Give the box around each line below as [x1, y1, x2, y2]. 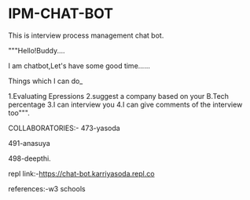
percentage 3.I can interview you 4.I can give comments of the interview [8, 100, 243, 109]
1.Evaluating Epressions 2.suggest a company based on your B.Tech [8, 91, 230, 100]
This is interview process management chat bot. [8, 31, 164, 40]
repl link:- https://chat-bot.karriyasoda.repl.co [8, 169, 155, 178]
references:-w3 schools [8, 184, 86, 193]
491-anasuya [8, 138, 51, 147]
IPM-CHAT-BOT [8, 5, 114, 23]
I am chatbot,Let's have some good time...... [8, 60, 151, 71]
